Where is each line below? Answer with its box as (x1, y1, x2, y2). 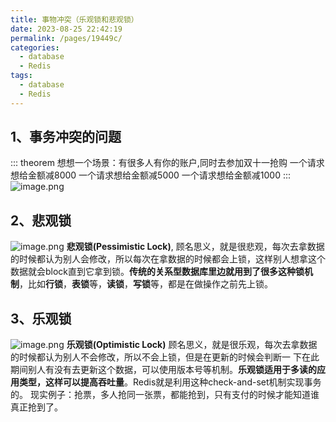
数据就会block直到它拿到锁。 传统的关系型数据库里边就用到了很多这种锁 (10, 266, 305, 278)
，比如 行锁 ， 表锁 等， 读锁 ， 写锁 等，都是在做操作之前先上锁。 (19, 278, 273, 290)
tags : (10, 71, 33, 81)
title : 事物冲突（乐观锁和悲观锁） (10, 14, 139, 25)
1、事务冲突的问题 (10, 129, 122, 146)
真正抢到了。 (10, 401, 63, 413)
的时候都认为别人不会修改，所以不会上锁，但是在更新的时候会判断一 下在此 (10, 351, 320, 363)
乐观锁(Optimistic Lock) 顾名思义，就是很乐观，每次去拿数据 (66, 339, 318, 351)
